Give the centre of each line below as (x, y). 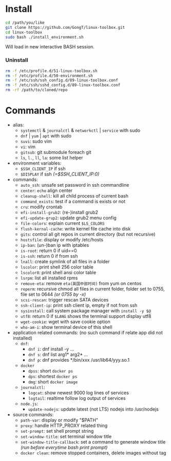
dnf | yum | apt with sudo (46, 136)
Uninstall (17, 60)
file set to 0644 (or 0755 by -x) (53, 294)
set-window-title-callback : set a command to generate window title (93, 442)
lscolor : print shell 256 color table (57, 267)
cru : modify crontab (41, 207)
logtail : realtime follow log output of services (77, 398)
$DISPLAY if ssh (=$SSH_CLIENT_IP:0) (60, 174)
